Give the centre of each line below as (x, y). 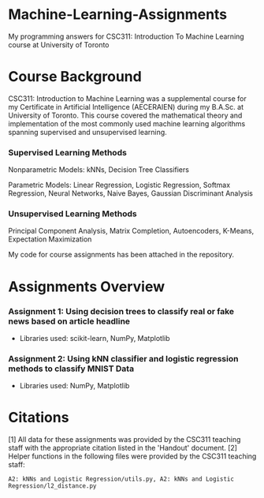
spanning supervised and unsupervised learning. (87, 132)
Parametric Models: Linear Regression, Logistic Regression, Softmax (119, 185)
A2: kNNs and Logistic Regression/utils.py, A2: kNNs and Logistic (121, 479)
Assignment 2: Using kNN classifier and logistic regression (123, 358)
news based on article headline (69, 321)
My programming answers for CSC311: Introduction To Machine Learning (126, 36)
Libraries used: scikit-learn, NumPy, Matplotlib (95, 338)
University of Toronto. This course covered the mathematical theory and (125, 115)
